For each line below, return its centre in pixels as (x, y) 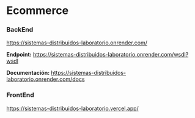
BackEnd (20, 30)
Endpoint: (19, 55)
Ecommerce (38, 11)
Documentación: (28, 73)
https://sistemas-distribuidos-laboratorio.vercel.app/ (72, 108)
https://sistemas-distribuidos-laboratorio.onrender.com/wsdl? (111, 55)
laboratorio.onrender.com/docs (46, 79)
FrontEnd (20, 95)
